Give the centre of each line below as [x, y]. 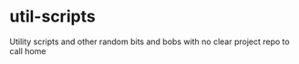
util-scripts [52, 17]
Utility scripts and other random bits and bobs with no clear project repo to [149, 41]
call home [28, 50]
